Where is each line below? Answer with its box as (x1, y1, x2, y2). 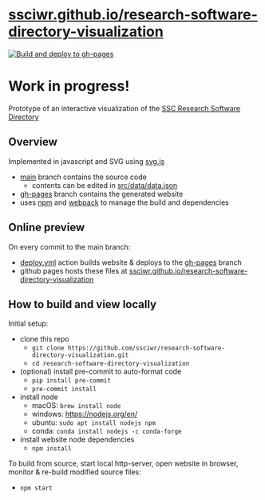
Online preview (8, 221, 85, 234)
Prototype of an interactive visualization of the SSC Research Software (8, 103, 241, 113)
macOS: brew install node (31, 401, 121, 410)
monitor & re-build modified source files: (8, 467, 141, 477)
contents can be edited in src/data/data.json (31, 180, 178, 190)
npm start (19, 484, 53, 493)
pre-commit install (31, 386, 97, 394)
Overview (8, 135, 58, 149)
